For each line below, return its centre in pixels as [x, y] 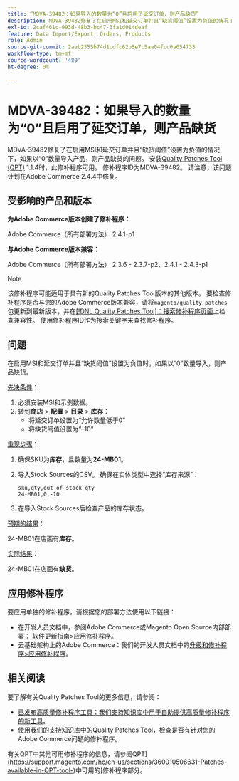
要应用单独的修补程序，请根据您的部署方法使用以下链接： [91, 612]
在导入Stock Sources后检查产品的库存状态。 [83, 508]
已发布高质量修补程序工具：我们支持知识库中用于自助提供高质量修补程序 [123, 712]
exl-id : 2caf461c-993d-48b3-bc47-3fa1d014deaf [78, 27]
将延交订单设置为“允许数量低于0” [77, 420]
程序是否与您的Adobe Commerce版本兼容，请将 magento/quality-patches [120, 303]
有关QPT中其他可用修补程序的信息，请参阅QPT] [78, 754]
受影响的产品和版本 [49, 200]
